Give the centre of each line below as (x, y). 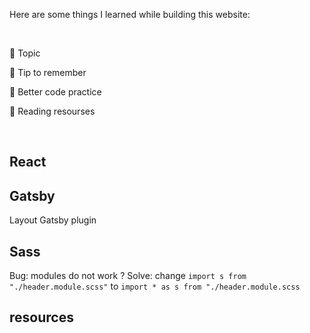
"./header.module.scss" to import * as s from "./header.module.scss (155, 286)
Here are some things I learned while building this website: (130, 14)
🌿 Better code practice (55, 92)
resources (41, 317)
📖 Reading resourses (52, 111)
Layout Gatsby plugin (53, 220)
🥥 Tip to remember (48, 72)
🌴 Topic (25, 53)
